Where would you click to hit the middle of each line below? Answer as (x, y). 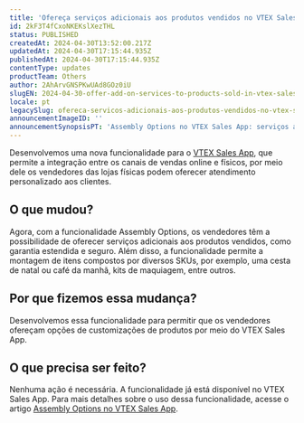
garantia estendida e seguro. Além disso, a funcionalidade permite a (137, 250)
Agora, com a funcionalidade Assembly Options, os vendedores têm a (140, 231)
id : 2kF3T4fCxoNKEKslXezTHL (62, 26)
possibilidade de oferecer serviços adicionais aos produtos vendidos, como (151, 241)
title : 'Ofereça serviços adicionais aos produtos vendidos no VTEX (141, 18)
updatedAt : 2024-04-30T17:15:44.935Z (81, 52)
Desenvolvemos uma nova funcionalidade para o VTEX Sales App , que (141, 153)
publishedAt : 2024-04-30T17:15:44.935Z (85, 60)
